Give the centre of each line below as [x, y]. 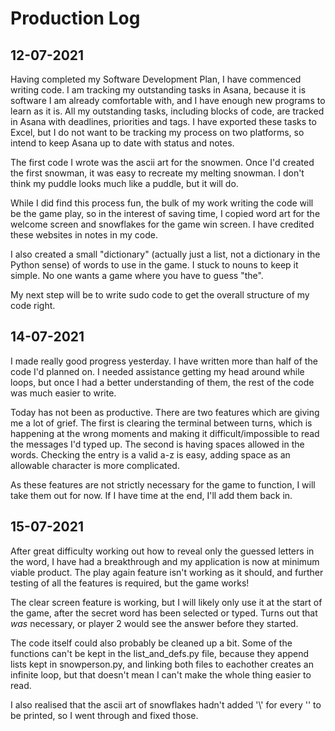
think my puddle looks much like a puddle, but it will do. [124, 183]
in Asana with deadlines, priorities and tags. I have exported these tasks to [163, 121]
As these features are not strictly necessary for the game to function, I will [163, 484]
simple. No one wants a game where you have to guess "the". [137, 275]
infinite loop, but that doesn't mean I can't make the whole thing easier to [161, 674]
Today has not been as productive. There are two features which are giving [165, 412]
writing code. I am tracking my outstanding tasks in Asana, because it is [158, 90]
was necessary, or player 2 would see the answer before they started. [154, 623]
